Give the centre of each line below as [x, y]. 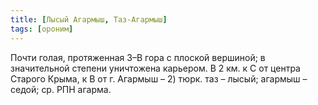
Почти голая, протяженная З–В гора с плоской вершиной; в [138, 57]
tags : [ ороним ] [42, 29]
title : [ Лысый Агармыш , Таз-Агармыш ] [89, 19]
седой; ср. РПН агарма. [61, 89]
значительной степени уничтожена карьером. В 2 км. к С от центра [155, 68]
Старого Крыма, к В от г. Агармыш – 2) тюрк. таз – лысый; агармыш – [159, 78]
